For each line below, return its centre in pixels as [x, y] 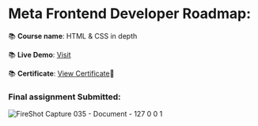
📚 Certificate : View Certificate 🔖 [61, 73]
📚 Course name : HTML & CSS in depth [73, 35]
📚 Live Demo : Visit [40, 54]
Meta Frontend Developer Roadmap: [130, 14]
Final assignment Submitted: [64, 97]
